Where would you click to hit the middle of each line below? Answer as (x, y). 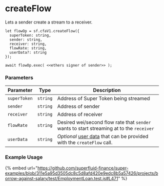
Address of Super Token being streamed (103, 98)
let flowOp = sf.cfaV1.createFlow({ (42, 31)
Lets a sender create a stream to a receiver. (49, 22)
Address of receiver (80, 115)
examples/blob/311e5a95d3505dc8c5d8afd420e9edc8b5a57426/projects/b (82, 173)
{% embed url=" (21, 168)
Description (107, 90)
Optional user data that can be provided (103, 137)
